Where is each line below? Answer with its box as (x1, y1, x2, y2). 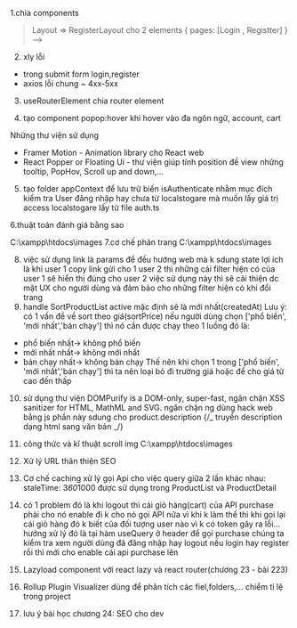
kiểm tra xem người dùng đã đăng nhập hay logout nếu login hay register (22, 538, 290, 548)
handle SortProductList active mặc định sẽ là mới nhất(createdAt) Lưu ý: (22, 302, 287, 312)
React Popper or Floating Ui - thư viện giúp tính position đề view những (22, 157, 284, 167)
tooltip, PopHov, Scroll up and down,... (22, 167, 164, 176)
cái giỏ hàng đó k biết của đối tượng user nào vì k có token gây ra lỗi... (22, 518, 281, 529)
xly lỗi (22, 52, 45, 61)
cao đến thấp (22, 376, 72, 386)
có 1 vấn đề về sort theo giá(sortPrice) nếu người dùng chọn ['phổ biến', (22, 311, 287, 322)
